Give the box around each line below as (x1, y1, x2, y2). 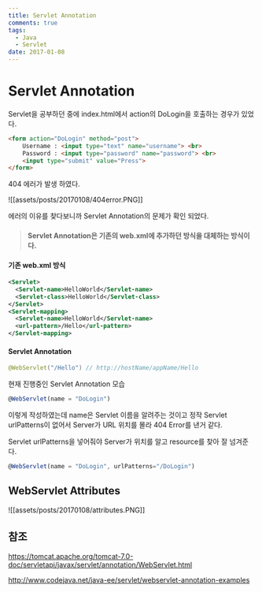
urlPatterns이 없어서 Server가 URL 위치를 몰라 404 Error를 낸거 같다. (8, 420, 223, 430)
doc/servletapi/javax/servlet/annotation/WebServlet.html (8, 560, 193, 569)
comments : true (8, 19, 58, 27)
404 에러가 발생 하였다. (8, 179, 80, 189)
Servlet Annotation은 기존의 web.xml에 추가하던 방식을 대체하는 (27, 230, 230, 240)
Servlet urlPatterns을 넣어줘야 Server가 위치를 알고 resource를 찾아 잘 (8, 437, 228, 446)
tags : (8, 26, 26, 34)
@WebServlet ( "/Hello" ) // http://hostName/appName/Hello (8, 364, 199, 372)
